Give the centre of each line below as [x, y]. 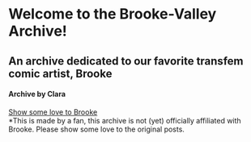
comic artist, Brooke [60, 73]
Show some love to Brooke [53, 112]
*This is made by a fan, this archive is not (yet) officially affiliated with [125, 120]
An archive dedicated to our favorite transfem [126, 61]
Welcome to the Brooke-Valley [113, 14]
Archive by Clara [37, 94]
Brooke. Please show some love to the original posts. [96, 129]
